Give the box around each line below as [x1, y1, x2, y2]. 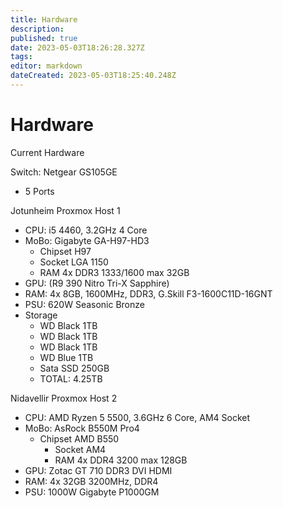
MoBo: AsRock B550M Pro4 [24, 422, 140, 434]
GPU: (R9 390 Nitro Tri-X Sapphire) [24, 277, 170, 289]
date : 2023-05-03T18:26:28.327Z [10, 42, 145, 53]
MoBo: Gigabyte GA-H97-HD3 [24, 234, 150, 246]
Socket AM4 [54, 443, 107, 455]
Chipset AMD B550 [39, 432, 120, 445]
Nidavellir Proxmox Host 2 [10, 392, 118, 404]
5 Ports [24, 185, 55, 197]
